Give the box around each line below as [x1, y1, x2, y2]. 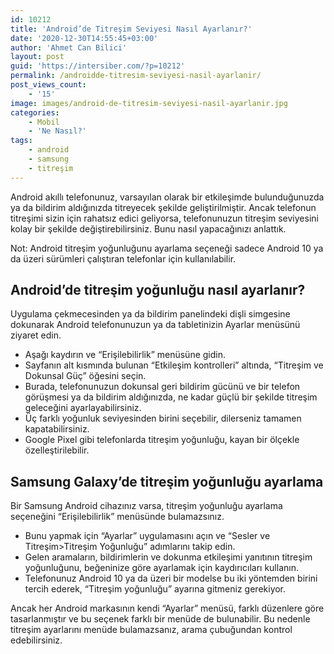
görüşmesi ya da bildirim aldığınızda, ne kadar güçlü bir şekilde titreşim [24, 391, 318, 403]
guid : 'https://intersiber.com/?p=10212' [10, 61, 186, 71]
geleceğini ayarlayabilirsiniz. [24, 402, 142, 414]
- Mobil [28, 117, 60, 127]
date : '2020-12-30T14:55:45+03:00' [10, 33, 159, 43]
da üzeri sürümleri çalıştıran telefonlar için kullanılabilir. [10, 252, 237, 265]
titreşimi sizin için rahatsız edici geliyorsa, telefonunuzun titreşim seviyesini [10, 212, 319, 224]
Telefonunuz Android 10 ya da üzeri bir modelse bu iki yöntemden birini [24, 572, 318, 585]
